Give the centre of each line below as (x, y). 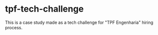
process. (14, 27)
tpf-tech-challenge (44, 9)
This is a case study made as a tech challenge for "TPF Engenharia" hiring (79, 22)
